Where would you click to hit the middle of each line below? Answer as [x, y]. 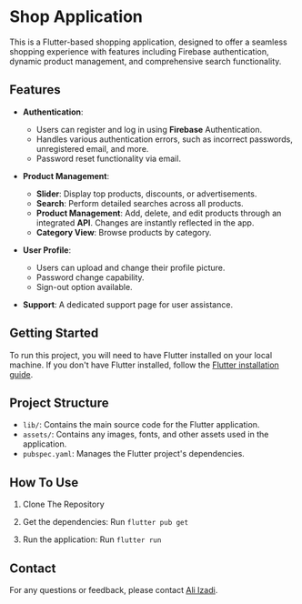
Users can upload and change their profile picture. [131, 267]
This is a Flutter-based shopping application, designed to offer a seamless [149, 42]
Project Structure [59, 403]
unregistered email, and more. [92, 148]
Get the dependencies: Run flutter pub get [106, 522]
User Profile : [46, 250]
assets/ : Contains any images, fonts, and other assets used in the [146, 435]
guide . [21, 374]
